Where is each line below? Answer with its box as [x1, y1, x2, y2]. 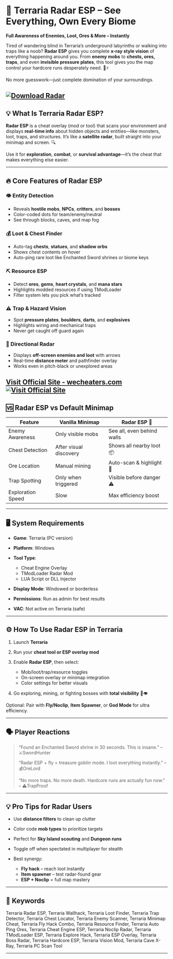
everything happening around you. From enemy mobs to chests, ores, [6, 53, 156, 60]
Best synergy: [13, 856, 43, 862]
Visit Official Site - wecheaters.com [6, 378, 122, 387]
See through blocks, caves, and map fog [13, 216, 99, 223]
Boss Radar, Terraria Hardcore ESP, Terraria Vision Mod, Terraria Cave [6, 937, 155, 944]
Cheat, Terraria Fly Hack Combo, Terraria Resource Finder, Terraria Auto [6, 921, 159, 927]
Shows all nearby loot [108, 442, 161, 449]
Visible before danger [108, 474, 161, 481]
